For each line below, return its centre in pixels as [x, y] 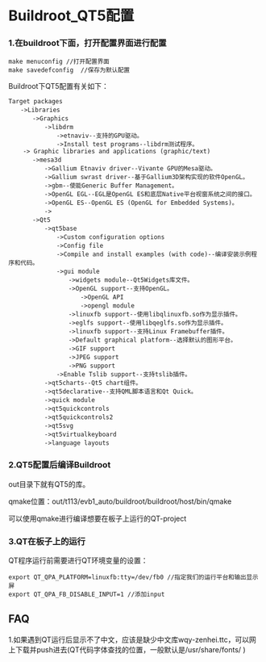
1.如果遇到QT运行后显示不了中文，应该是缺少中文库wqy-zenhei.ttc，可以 [129, 639]
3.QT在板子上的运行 [47, 541]
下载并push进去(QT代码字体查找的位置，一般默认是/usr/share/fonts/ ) [130, 649]
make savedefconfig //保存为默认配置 [69, 70]
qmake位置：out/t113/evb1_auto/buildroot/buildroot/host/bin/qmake [120, 501]
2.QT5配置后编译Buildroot [60, 465]
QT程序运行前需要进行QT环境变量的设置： [78, 560]
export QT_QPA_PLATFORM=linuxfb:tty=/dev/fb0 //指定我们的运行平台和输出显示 [133, 577]
